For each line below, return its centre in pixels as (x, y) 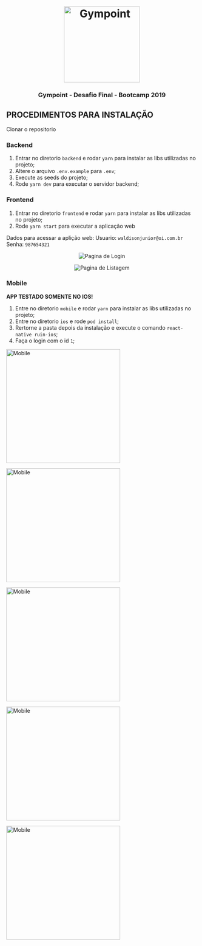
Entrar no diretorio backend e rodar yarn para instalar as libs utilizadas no (105, 158)
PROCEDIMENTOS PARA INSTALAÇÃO (80, 114)
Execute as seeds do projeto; (51, 178)
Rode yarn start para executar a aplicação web (75, 226)
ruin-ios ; (46, 334)
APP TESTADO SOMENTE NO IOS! (50, 296)
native (23, 335)
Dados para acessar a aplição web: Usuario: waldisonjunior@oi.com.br (95, 237)
